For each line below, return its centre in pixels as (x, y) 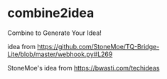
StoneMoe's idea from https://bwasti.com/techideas (83, 68)
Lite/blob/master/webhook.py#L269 (60, 54)
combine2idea (51, 13)
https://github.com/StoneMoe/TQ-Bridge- (98, 46)
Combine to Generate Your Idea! (54, 33)
